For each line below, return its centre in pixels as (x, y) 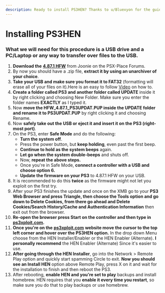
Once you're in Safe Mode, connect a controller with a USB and (85, 165)
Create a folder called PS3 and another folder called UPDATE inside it (84, 92)
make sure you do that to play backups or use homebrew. (71, 285)
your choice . (26, 77)
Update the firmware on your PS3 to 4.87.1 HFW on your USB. (83, 176)
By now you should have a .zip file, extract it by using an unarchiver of (85, 71)
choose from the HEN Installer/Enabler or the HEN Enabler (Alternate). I (84, 238)
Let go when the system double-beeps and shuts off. (74, 155)
